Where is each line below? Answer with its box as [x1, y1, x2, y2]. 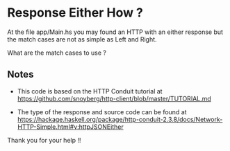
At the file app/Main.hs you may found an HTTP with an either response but [7, 28, 224, 36]
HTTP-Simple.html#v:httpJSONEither [17, 123, 124, 131]
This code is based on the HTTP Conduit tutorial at [17, 87, 163, 95]
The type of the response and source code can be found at [17, 107, 187, 116]
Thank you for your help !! [7, 136, 81, 144]
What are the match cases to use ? [7, 48, 106, 57]
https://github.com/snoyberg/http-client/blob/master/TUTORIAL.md [17, 94, 212, 103]
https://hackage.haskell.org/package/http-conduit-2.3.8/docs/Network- [17, 115, 223, 123]
